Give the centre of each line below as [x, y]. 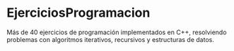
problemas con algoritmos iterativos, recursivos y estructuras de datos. [111, 39]
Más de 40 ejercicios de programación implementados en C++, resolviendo [117, 32]
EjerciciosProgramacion [78, 13]
